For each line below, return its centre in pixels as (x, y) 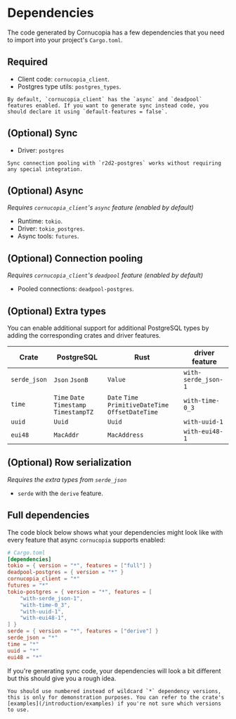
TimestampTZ (73, 412)
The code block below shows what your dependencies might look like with (115, 532)
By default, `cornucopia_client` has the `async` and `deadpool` (105, 99)
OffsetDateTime (133, 412)
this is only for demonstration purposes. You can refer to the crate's (116, 697)
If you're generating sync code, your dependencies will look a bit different (114, 670)
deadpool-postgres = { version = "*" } (66, 572)
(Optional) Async (46, 190)
